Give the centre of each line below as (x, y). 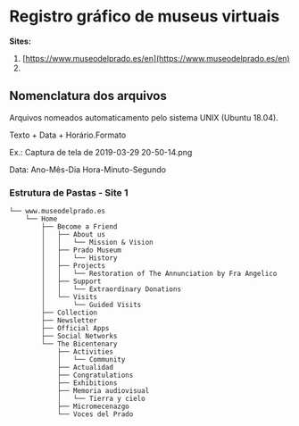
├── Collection (70, 313)
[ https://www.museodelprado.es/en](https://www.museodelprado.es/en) (156, 58)
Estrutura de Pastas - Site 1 (69, 192)
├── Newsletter (70, 321)
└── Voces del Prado (95, 414)
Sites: (20, 41)
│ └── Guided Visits (91, 305)
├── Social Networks (79, 337)
